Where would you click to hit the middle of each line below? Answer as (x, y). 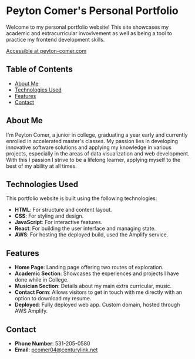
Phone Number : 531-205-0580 (52, 343)
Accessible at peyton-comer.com (46, 50)
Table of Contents (40, 70)
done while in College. (41, 280)
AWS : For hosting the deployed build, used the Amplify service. (91, 235)
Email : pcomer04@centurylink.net (56, 350)
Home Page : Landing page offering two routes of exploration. (89, 267)
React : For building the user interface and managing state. (85, 228)
